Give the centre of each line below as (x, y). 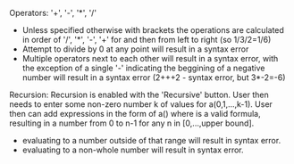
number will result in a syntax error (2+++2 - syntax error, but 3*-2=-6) (154, 78)
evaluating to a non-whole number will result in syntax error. (133, 150)
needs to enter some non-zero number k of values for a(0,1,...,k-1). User (141, 104)
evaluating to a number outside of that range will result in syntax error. (151, 140)
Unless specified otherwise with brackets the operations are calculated (153, 30)
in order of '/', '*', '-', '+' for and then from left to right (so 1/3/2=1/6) (147, 40)
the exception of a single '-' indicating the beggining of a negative (143, 68)
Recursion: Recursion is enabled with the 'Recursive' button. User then (139, 94)
